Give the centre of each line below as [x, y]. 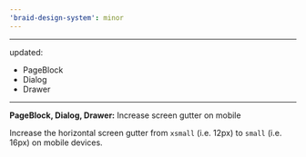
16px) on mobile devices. [56, 142]
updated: [26, 52]
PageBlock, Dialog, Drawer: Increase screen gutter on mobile [125, 115]
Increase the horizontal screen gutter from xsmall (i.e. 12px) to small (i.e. [146, 132]
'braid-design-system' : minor [67, 18]
